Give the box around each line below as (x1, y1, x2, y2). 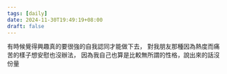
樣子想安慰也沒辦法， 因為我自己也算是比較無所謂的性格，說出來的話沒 (19, 51, 220, 59)
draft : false (7, 23, 45, 29)
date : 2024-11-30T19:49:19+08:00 (7, 16, 103, 23)
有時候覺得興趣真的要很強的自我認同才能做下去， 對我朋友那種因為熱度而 (7, 42, 214, 51)
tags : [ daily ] (7, 10, 48, 17)
